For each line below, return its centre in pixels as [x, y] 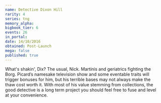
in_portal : [16, 37]
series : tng [17, 19]
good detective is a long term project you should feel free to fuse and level [81, 90]
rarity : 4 [15, 14]
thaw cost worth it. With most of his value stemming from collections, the [79, 85]
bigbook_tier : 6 [22, 28]
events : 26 [16, 32]
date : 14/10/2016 [23, 42]
